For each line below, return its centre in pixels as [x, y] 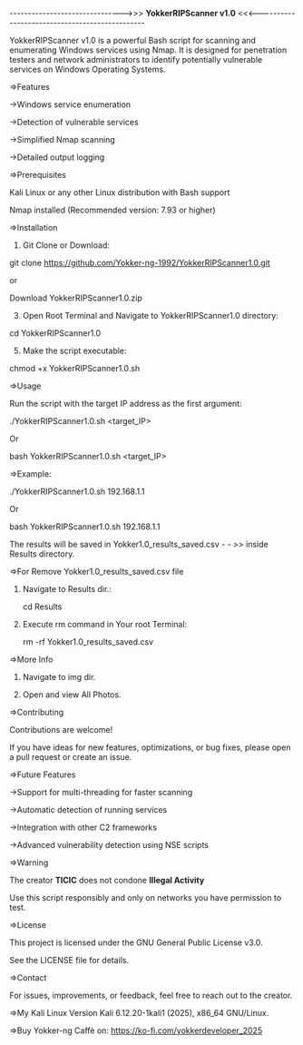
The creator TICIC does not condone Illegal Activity [107, 880]
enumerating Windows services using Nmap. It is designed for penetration [148, 50]
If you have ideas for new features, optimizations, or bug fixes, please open [151, 747]
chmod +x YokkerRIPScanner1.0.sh [75, 368]
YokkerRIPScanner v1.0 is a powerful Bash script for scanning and [133, 40]
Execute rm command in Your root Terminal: [105, 624]
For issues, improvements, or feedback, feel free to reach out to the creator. [151, 995]
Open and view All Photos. [72, 695]
